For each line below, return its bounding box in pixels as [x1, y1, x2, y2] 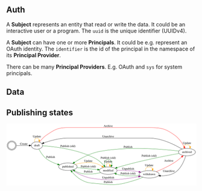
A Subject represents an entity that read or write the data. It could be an [6, 20, 186, 28]
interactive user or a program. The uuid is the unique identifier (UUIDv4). [6, 27, 187, 34]
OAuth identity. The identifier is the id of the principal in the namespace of [6, 45, 195, 52]
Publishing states [6, 108, 74, 118]
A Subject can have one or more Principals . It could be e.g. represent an [6, 38, 188, 46]
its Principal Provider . [6, 51, 62, 59]
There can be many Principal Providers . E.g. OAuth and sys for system [6, 63, 183, 70]
